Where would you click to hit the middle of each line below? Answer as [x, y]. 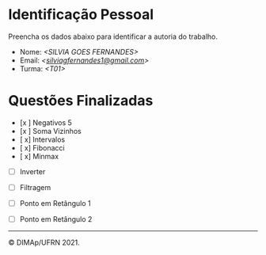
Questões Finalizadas [81, 101]
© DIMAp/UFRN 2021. [44, 242]
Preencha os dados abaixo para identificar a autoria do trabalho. [113, 36]
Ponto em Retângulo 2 [56, 219]
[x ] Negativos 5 [46, 122]
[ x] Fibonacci [42, 147]
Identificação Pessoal [81, 15]
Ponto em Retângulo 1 [55, 203]
